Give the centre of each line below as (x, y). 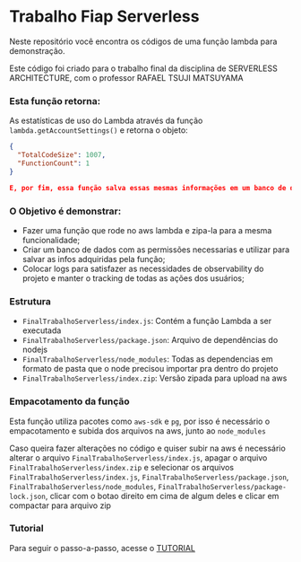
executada (42, 330)
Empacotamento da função (69, 401)
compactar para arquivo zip (60, 505)
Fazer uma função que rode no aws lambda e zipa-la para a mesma (147, 230)
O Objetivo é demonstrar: (65, 211)
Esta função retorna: (55, 101)
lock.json (28, 496)
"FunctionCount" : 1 (54, 163)
